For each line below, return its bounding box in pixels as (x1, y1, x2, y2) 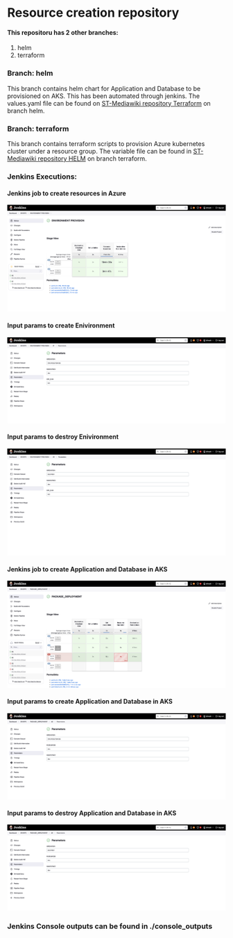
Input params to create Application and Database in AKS (7, 697, 173, 706)
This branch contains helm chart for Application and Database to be (7, 84, 201, 92)
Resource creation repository (7, 5, 180, 21)
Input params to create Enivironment (7, 321, 115, 330)
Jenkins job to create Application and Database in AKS (7, 565, 168, 573)
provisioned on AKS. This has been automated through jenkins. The (7, 92, 200, 100)
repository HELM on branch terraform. (37, 154, 147, 163)
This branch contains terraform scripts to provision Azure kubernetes (7, 139, 205, 147)
